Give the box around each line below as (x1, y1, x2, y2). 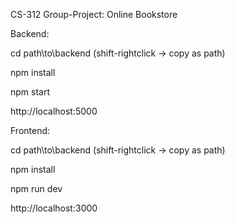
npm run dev (10, 183, 63, 194)
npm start (10, 86, 51, 98)
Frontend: (10, 125, 51, 136)
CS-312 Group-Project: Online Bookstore (10, 9, 178, 20)
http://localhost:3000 (10, 202, 98, 214)
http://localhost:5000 (10, 105, 98, 117)
